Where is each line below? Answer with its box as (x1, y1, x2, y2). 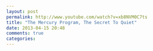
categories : (6, 36, 36, 42)
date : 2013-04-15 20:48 (6, 25, 65, 31)
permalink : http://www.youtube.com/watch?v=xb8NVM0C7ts (6, 14, 148, 20)
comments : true (6, 30, 44, 36)
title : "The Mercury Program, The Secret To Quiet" (6, 19, 137, 25)
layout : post (6, 8, 39, 15)
